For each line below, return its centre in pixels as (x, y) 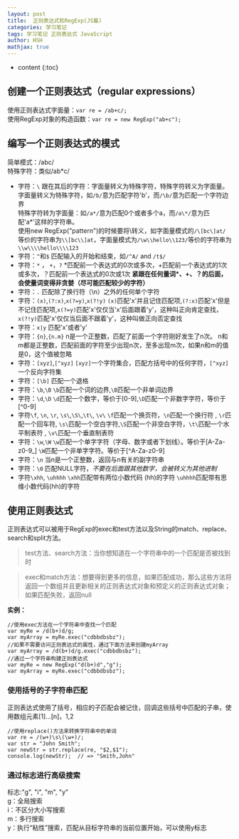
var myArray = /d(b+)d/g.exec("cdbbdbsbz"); (74, 651)
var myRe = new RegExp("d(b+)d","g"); (65, 665)
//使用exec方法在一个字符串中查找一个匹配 (62, 625)
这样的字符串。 (57, 222)
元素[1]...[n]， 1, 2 (50, 716)
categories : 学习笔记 (37, 27)
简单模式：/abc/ (31, 162)
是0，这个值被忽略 (45, 354)
